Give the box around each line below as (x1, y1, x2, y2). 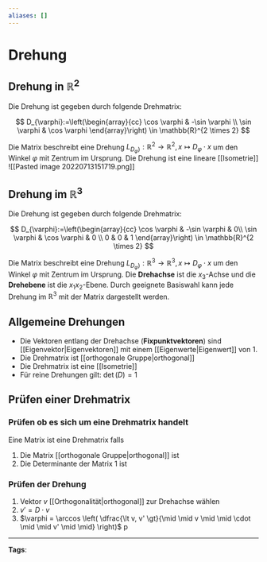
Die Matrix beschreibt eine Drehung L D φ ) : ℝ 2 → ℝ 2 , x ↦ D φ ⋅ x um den (8, 141, 238, 155)
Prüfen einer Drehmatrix (8, 393, 131, 406)
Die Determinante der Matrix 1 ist (19, 459, 127, 468)
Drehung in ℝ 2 (8, 77, 79, 94)
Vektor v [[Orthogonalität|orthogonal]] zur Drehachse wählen (19, 497, 220, 506)
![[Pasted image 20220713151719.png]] (8, 162, 135, 172)
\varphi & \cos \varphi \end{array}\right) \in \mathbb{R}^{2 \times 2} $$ (17, 125, 250, 135)
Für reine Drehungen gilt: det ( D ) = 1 (19, 370, 137, 380)
